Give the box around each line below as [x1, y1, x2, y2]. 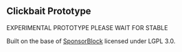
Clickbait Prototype [6, 5, 91, 17]
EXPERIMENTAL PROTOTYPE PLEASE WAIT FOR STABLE [6, 23, 168, 31]
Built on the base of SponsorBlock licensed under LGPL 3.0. [6, 37, 176, 45]
